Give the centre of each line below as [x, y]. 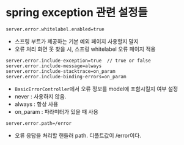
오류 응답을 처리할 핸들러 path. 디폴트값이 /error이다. [78, 135]
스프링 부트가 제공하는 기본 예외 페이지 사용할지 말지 [76, 41]
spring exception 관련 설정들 [77, 13]
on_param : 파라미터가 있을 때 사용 [56, 111]
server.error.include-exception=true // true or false [78, 61]
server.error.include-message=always [54, 66]
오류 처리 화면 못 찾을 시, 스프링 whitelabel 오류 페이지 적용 [85, 49]
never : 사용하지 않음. [40, 96]
